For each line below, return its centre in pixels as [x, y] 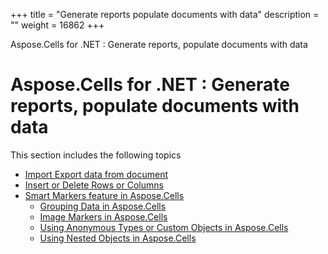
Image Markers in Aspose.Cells [103, 216]
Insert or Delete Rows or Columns [94, 185]
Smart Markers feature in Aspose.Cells [104, 195]
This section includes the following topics [96, 155]
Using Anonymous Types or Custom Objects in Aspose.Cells [164, 227]
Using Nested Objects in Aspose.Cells [118, 238]
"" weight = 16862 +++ [57, 25]
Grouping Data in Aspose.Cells [103, 206]
